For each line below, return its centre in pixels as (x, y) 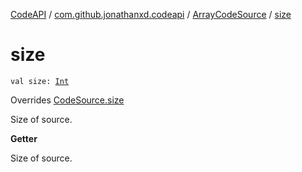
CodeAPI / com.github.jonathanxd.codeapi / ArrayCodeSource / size (151, 14)
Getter (24, 138)
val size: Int (40, 81)
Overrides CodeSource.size (67, 100)
